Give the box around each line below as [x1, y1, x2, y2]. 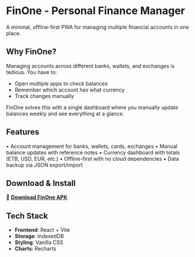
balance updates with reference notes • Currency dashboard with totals [6, 148, 180, 156]
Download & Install [6, 178, 76, 188]
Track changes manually [14, 92, 75, 99]
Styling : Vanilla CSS [14, 239, 63, 246]
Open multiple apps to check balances [14, 80, 108, 87]
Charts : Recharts [14, 245, 57, 252]
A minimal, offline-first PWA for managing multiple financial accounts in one [6, 23, 189, 31]
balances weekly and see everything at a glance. [6, 110, 125, 117]
